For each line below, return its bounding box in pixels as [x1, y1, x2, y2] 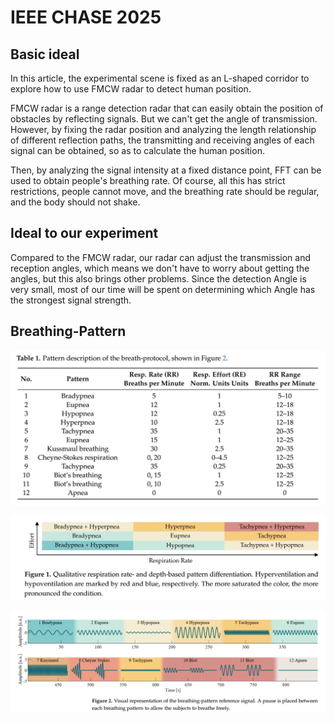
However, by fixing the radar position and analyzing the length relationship [10, 124, 317, 135]
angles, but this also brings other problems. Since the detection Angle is [10, 272, 307, 285]
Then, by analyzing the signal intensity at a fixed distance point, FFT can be [10, 164, 322, 176]
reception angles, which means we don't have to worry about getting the [10, 262, 310, 274]
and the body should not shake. [10, 196, 141, 208]
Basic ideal [10, 46, 80, 63]
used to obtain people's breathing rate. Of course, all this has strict [10, 175, 286, 186]
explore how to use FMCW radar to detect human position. [10, 83, 252, 95]
